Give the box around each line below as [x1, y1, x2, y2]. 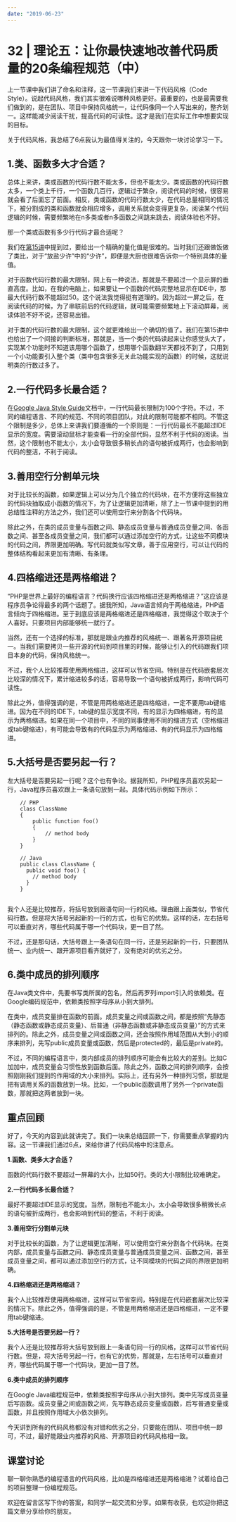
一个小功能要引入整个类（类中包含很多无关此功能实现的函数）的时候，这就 [7, 352, 223, 361]
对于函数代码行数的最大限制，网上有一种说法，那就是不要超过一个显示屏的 [7, 275, 223, 284]
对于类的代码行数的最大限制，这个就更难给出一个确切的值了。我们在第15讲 [7, 325, 223, 335]
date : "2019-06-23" [7, 10, 65, 18]
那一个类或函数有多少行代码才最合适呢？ [7, 228, 124, 237]
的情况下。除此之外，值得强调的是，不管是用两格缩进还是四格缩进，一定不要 [7, 1304, 229, 1313]
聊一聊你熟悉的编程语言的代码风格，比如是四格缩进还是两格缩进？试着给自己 [7, 1475, 229, 1483]
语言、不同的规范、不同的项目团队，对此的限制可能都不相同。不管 [31, 413, 223, 421]
